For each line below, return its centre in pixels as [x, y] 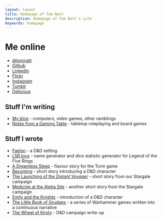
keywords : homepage [25, 23]
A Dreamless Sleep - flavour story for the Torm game [65, 166]
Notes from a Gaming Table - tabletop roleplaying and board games [79, 124]
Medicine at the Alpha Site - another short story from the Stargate [78, 186]
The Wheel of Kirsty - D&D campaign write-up [58, 212]
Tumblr [19, 86]
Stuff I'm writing [30, 107]
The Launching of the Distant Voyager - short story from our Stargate [81, 176]
